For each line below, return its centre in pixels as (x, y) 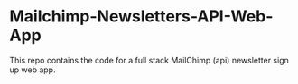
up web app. (33, 70)
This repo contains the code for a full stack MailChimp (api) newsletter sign (149, 60)
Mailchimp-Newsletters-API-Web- (141, 17)
